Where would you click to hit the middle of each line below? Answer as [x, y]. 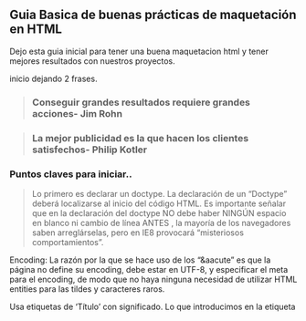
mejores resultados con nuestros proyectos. [92, 61]
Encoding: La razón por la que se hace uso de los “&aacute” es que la [140, 260]
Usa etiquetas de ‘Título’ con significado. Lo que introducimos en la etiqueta [153, 306]
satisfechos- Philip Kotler [90, 150]
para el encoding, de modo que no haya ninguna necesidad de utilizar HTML [153, 279]
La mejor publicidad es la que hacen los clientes [140, 138]
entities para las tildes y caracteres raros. [87, 289]
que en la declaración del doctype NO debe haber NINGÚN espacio [159, 212]
